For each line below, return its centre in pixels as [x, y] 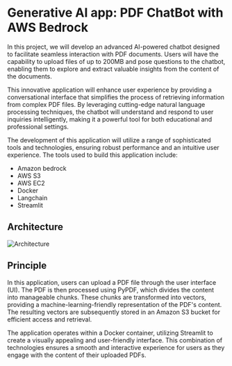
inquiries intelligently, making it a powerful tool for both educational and [110, 119]
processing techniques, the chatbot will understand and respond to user [110, 112]
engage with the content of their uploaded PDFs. [77, 355]
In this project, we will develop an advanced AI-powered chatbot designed [114, 47]
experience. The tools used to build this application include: [93, 155]
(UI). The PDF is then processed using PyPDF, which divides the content [110, 290]
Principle [27, 266]
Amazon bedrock [42, 168]
